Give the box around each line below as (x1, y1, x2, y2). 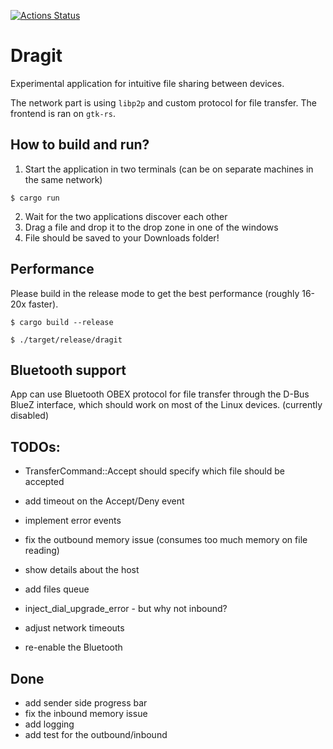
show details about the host (24, 564, 140, 576)
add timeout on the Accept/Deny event (24, 495, 185, 507)
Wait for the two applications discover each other (24, 210, 228, 222)
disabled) (10, 410, 50, 422)
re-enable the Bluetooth (24, 641, 123, 654)
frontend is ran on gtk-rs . (10, 107, 116, 119)
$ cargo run (10, 193, 60, 203)
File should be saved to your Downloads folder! (24, 231, 220, 244)
